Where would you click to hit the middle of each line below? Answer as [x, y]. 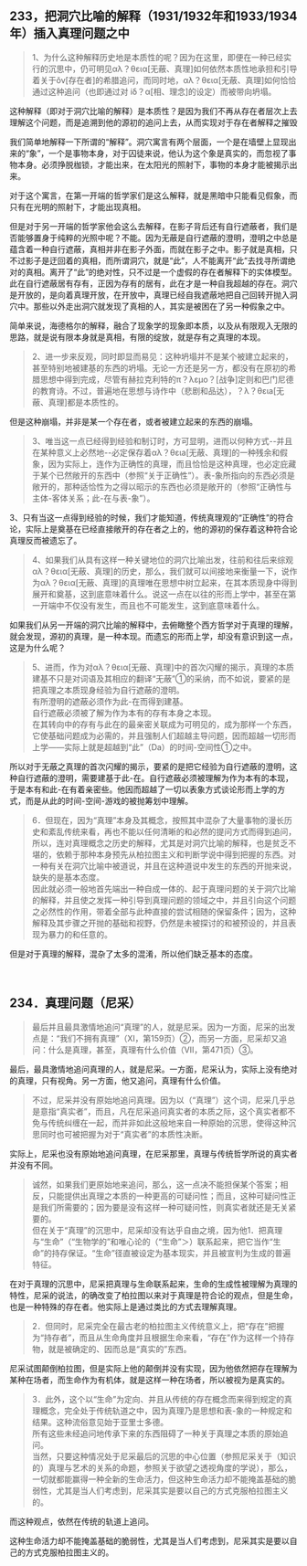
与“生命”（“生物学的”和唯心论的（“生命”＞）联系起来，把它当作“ [152, 1242]
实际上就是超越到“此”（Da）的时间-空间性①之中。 [160, 746]
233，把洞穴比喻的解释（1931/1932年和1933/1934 [153, 16]
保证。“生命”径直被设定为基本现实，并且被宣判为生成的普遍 [179, 1253]
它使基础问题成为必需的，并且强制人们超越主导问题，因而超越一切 [156, 735]
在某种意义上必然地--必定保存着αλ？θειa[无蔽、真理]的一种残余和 [156, 452]
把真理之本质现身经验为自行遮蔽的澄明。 [108, 690]
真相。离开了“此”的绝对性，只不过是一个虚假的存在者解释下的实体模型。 [161, 271]
